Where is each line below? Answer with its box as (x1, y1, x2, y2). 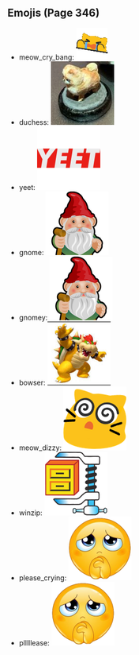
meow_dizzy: (18, 443, 62, 452)
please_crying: (18, 572, 67, 583)
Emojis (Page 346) (7, 6, 100, 20)
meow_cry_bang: (18, 52, 74, 62)
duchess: (18, 117, 49, 126)
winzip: (18, 508, 43, 517)
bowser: (18, 378, 46, 387)
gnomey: (18, 312, 48, 322)
